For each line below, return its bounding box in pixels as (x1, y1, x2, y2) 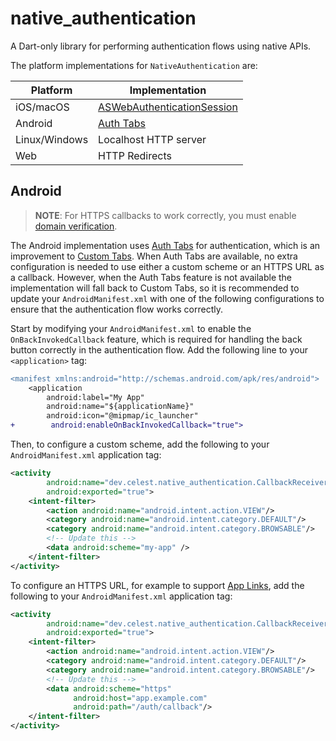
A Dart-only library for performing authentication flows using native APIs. (10, 40, 312, 52)
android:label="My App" (46, 392, 145, 402)
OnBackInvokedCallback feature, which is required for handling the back (10, 333, 303, 345)
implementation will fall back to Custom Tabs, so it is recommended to (10, 282, 300, 294)
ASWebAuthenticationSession (98, 100, 238, 114)
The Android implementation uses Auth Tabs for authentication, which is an (10, 239, 321, 251)
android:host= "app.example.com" (73, 693, 208, 703)
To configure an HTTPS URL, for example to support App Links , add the (10, 579, 305, 591)
